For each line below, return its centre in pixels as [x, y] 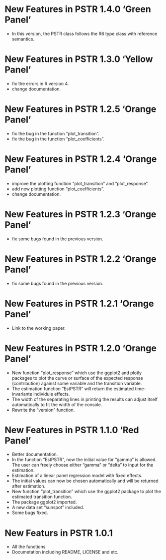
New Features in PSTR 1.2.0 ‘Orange [81, 348]
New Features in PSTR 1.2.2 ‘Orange [81, 259]
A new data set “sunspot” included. [48, 508]
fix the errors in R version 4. [40, 83]
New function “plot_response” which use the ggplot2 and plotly [77, 373]
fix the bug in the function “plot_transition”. [56, 133]
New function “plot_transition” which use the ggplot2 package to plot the [86, 492]
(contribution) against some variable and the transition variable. [77, 383]
